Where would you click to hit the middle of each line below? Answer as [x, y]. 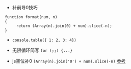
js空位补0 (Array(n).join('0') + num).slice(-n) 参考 [69, 61]
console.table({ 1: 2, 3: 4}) [44, 40]
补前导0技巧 [25, 7]
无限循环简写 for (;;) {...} [42, 50]
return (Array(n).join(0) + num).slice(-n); [64, 26]
